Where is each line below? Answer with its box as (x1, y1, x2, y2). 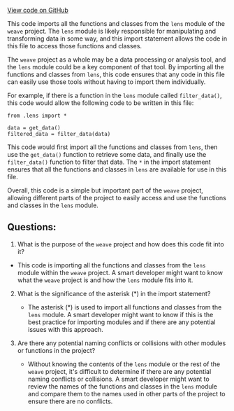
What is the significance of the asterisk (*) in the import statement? (17, 289, 211, 298)
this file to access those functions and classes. (7, 42, 142, 50)
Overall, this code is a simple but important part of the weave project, (7, 186, 204, 195)
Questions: (7, 221, 57, 233)
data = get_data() (7, 125, 61, 132)
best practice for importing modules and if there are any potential (27, 318, 216, 326)
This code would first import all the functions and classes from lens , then (7, 143, 218, 151)
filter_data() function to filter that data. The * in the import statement (7, 158, 211, 166)
